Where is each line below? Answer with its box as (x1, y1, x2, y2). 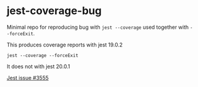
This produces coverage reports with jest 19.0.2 (7, 41, 123, 48)
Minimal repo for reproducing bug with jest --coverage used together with (7, 24, 189, 31)
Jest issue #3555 (7, 74, 49, 81)
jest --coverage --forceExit (7, 52, 79, 58)
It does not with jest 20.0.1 (7, 63, 70, 70)
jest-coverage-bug (7, 4, 102, 18)
